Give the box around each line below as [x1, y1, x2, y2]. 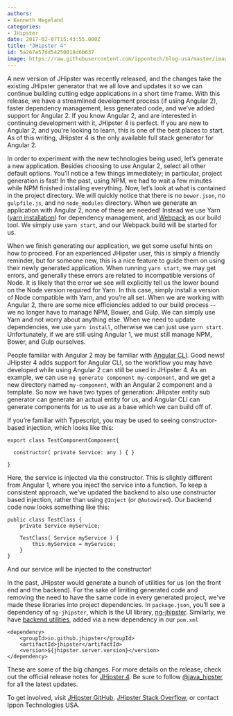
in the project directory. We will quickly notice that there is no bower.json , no [7, 191, 225, 199]
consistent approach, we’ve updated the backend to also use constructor [7, 488, 216, 497]
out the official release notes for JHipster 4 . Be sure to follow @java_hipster [7, 672, 223, 681]
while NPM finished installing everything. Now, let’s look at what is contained [7, 183, 226, 192]
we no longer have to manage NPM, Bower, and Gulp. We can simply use [7, 308, 216, 316]
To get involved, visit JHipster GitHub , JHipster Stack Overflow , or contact [7, 693, 219, 701]
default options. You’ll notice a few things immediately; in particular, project [7, 169, 223, 177]
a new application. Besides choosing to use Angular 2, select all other [7, 161, 206, 170]
